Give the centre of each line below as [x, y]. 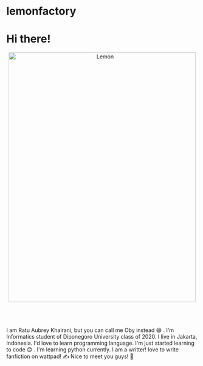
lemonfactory [41, 11]
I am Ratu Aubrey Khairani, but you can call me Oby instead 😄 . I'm [90, 330]
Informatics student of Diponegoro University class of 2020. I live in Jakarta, [102, 337]
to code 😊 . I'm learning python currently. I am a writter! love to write [93, 350]
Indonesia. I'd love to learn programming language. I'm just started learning [100, 343]
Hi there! [29, 39]
